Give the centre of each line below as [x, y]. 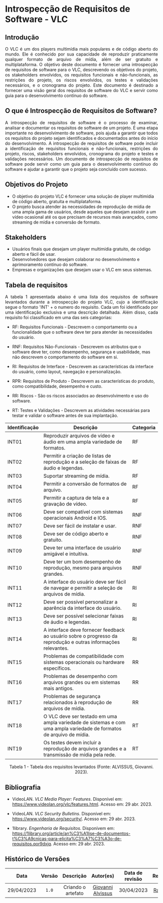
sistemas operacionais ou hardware [84, 662]
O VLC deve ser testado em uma [80, 716]
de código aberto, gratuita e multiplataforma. [57, 201]
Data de [133, 873]
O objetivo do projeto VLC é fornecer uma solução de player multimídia [83, 196]
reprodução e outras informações [82, 642]
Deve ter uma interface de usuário [82, 548]
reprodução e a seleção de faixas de [85, 462]
